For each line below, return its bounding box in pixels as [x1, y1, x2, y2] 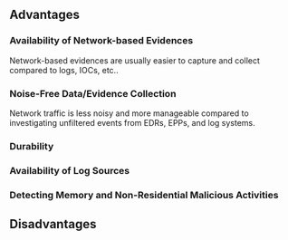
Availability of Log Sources [9, 164, 130, 177]
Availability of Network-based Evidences [9, 34, 194, 47]
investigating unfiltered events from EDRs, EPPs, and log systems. [9, 117, 255, 128]
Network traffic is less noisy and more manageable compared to [9, 108, 249, 119]
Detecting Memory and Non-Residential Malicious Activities [9, 188, 279, 201]
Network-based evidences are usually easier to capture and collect [9, 54, 261, 66]
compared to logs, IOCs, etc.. [9, 64, 120, 75]
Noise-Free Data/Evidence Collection [9, 87, 177, 100]
